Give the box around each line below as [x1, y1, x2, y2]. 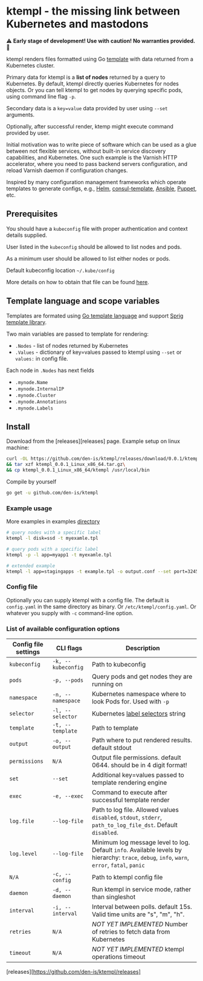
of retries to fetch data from [91, 928, 170, 936]
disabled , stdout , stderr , [91, 813, 162, 822]
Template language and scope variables [6, 296, 160, 307]
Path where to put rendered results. [91, 736, 192, 745]
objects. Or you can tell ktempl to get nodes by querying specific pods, [6, 86, 183, 93]
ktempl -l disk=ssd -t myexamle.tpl [6, 535, 98, 542]
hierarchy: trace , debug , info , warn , [91, 853, 189, 862]
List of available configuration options [6, 624, 120, 633]
